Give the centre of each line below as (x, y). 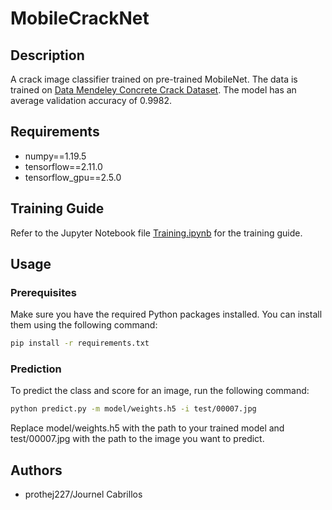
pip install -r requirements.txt (80, 343)
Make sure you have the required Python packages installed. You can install (166, 314)
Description (47, 55)
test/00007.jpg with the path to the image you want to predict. (137, 439)
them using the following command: (84, 325)
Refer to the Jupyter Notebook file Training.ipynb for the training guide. (156, 233)
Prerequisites (43, 292)
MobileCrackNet (80, 18)
